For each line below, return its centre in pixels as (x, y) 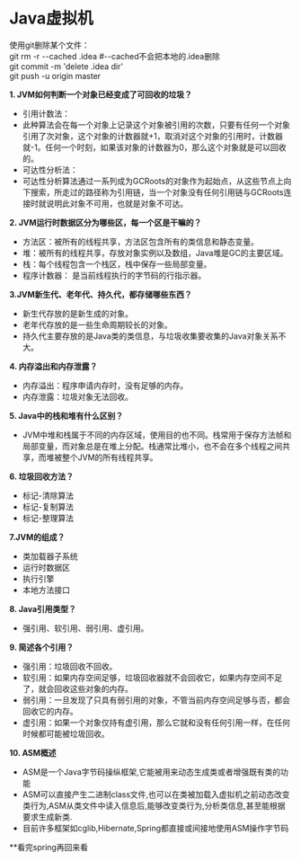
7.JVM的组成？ (37, 537)
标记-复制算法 (48, 506)
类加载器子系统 (50, 556)
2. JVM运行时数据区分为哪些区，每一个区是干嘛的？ (106, 222)
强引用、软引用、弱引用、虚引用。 (85, 628)
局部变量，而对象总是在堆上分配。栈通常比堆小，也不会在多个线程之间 (152, 446)
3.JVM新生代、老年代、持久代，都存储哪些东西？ (101, 294)
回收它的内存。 (50, 711)
